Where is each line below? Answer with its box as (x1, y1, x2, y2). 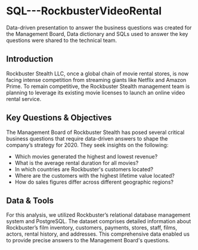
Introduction (6, 54, 54, 64)
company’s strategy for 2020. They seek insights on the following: (6, 141, 169, 148)
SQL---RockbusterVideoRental (6, 4, 162, 18)
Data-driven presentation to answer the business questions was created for (6, 24, 192, 31)
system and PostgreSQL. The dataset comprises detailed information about (6, 218, 191, 225)
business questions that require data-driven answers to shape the (6, 135, 168, 142)
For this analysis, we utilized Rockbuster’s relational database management (6, 211, 191, 219)
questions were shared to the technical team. (6, 36, 117, 44)
